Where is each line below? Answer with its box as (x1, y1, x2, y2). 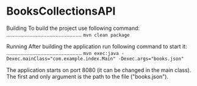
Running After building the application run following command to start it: (6, 43, 187, 50)
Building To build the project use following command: (6, 24, 140, 32)
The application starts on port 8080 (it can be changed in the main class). (6, 66, 192, 74)
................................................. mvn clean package (6, 30, 130, 38)
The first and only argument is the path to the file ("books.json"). (6, 73, 169, 80)
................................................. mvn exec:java (6, 49, 119, 56)
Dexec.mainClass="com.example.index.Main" (6, 56, 116, 62)
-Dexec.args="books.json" (118, 56, 184, 62)
